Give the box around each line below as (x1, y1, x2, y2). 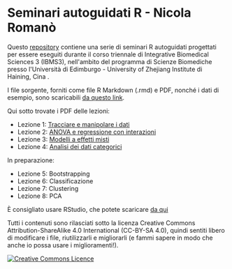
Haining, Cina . (7, 72, 50, 81)
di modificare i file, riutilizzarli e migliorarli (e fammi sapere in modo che (7, 233, 213, 242)
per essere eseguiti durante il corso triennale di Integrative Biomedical (7, 50, 210, 59)
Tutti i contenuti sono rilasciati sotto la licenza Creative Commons (7, 218, 196, 227)
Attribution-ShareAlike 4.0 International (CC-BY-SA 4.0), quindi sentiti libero (7, 226, 225, 234)
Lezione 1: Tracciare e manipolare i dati (17, 120, 130, 128)
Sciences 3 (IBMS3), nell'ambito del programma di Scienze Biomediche (7, 57, 212, 66)
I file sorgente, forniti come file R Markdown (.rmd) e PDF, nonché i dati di (7, 86, 219, 94)
